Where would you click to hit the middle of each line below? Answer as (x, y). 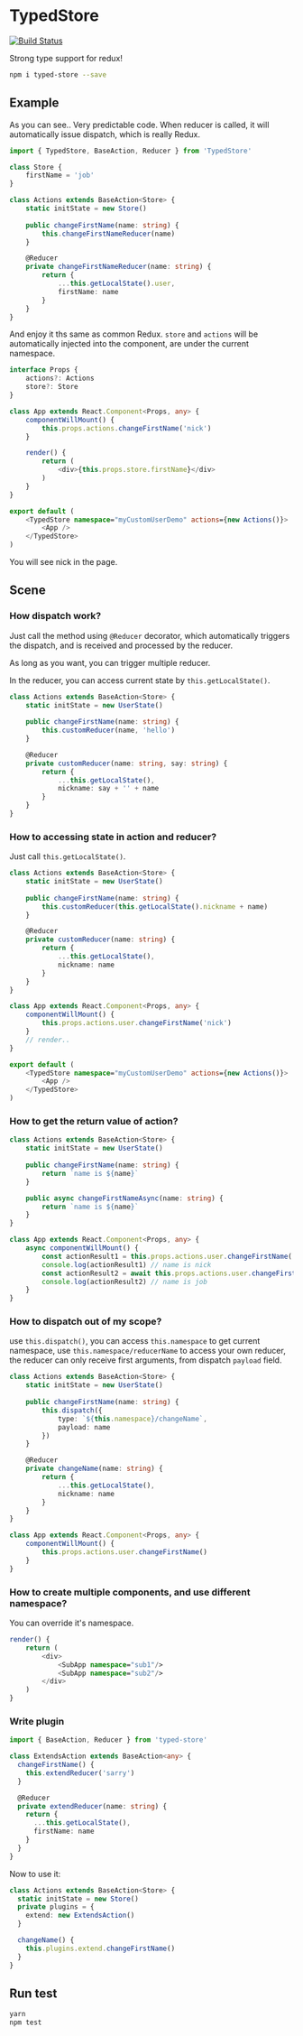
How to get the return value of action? (94, 1122)
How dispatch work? (55, 616)
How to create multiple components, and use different (130, 1592)
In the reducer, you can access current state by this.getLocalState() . (140, 680)
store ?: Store (52, 387)
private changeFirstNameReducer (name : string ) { (119, 267)
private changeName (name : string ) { (95, 1469)
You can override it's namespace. (72, 1623)
